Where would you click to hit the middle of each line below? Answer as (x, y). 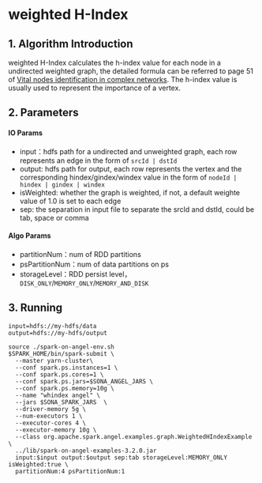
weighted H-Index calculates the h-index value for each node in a (114, 62)
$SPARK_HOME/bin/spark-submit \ (61, 353)
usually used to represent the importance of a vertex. (95, 88)
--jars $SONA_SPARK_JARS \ (62, 402)
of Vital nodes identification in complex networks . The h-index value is (123, 79)
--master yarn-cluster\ (54, 360)
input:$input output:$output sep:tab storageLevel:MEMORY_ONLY (121, 457)
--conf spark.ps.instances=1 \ (67, 368)
